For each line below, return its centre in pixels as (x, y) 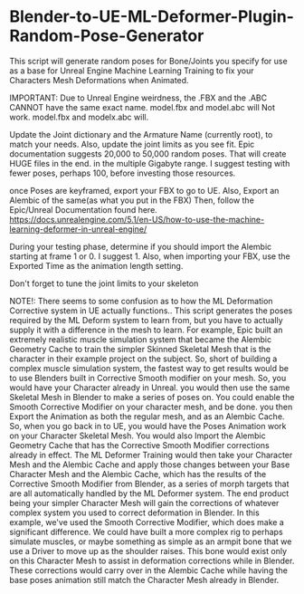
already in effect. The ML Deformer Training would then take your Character (151, 455)
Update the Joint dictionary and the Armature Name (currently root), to (141, 134)
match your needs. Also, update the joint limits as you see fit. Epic (132, 144)
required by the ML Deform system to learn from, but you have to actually (146, 320)
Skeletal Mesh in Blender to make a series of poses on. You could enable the (152, 397)
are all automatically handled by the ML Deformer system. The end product (149, 493)
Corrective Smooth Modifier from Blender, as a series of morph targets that (149, 484)
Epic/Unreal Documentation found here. (84, 209)
